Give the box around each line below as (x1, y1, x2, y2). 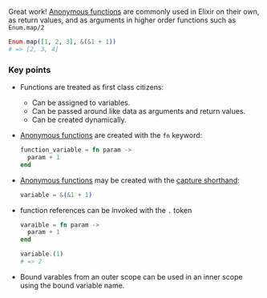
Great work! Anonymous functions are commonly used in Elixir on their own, (8, 7, 260, 16)
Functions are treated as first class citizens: (19, 83, 164, 92)
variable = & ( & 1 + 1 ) (19, 191, 93, 199)
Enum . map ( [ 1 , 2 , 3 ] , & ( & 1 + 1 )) (8, 38, 117, 46)
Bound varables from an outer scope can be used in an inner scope (19, 272, 243, 281)
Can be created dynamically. (31, 115, 127, 125)
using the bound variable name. (19, 280, 125, 290)
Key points (8, 64, 51, 75)
